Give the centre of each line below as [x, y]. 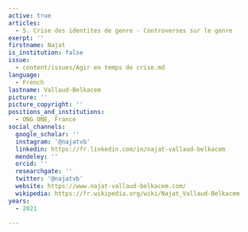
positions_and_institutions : [56, 112]
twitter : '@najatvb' [49, 179]
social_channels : [37, 127]
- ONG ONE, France [46, 120]
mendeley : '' [37, 156]
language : [25, 75]
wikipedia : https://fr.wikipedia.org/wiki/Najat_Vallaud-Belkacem [128, 193]
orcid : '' [31, 164]
